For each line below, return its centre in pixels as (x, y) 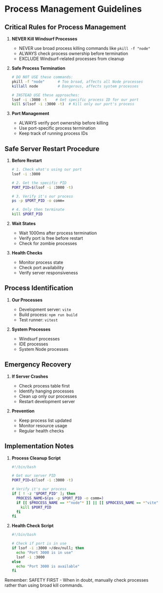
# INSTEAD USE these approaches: (46, 95)
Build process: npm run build (48, 315)
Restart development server (47, 401)
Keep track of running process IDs (53, 134)
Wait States (24, 224)
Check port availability (41, 268)
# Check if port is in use (39, 544)
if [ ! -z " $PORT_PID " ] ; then (43, 494)
